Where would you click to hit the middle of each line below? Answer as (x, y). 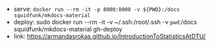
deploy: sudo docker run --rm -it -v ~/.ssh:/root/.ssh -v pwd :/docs (105, 22)
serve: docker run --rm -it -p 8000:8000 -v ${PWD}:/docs (97, 9)
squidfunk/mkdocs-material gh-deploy (68, 29)
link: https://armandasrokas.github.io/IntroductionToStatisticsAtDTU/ (110, 36)
